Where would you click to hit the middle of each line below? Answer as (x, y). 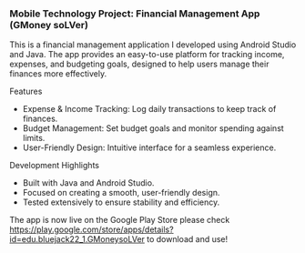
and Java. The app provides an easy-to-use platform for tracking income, (147, 55)
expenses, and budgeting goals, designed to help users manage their (139, 64)
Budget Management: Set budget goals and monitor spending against (153, 128)
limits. (34, 138)
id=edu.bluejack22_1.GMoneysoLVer (77, 239)
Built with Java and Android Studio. (88, 183)
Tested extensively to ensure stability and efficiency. (121, 202)
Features (26, 91)
